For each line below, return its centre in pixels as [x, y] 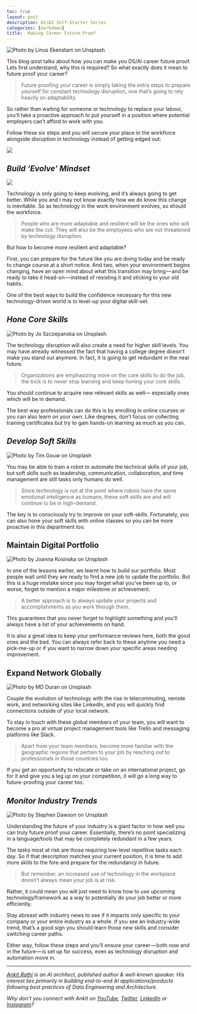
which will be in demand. [37, 399]
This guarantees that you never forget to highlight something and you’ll [92, 618]
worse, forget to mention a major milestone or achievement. [79, 589]
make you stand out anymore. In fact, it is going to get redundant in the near [98, 358]
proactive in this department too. [46, 527]
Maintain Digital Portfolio [53, 545]
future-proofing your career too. [45, 782]
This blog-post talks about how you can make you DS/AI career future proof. [98, 62]
